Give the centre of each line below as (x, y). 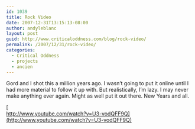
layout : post (22, 34)
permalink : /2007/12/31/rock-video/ (51, 45)
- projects (25, 61)
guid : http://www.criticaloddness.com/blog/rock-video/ (76, 39)
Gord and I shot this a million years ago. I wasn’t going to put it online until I (97, 83)
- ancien (22, 67)
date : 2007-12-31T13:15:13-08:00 (47, 22)
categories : (21, 50)
